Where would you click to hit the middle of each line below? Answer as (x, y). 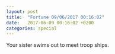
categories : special (32, 28)
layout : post (22, 12)
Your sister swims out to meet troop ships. (58, 45)
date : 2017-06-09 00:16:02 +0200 (50, 23)
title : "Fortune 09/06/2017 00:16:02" (55, 17)
